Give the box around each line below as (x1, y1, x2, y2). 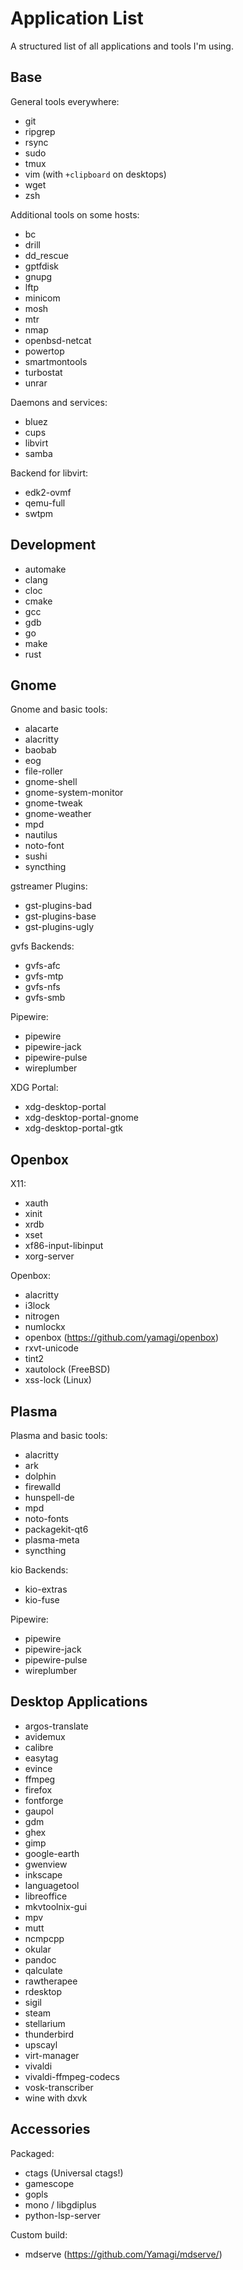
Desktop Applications (10, 1693, 148, 1711)
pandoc (24, 1953, 57, 1966)
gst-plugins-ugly (24, 921, 95, 933)
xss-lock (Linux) (24, 1374, 92, 1386)
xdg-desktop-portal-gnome (24, 1112, 139, 1124)
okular (24, 1943, 52, 1955)
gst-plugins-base (24, 910, 97, 922)
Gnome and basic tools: (10, 703, 108, 716)
